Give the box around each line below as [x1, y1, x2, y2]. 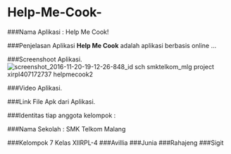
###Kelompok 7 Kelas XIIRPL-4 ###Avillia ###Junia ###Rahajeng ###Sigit [7, 138, 224, 147]
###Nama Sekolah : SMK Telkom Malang [7, 124, 126, 133]
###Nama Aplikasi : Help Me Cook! [7, 28, 109, 36]
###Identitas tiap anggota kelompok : [7, 111, 116, 119]
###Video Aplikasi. [7, 83, 63, 92]
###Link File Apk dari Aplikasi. [7, 97, 96, 106]
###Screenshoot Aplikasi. [7, 54, 82, 64]
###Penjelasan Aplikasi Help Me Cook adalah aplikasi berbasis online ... [7, 41, 217, 49]
